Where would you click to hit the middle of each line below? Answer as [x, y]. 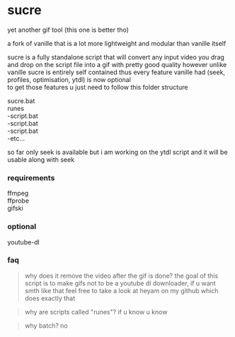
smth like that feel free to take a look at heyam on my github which [121, 290]
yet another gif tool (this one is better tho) [68, 30]
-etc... [16, 138]
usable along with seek [41, 159]
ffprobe [18, 201]
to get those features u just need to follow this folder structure [98, 87]
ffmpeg [18, 194]
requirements [31, 177]
